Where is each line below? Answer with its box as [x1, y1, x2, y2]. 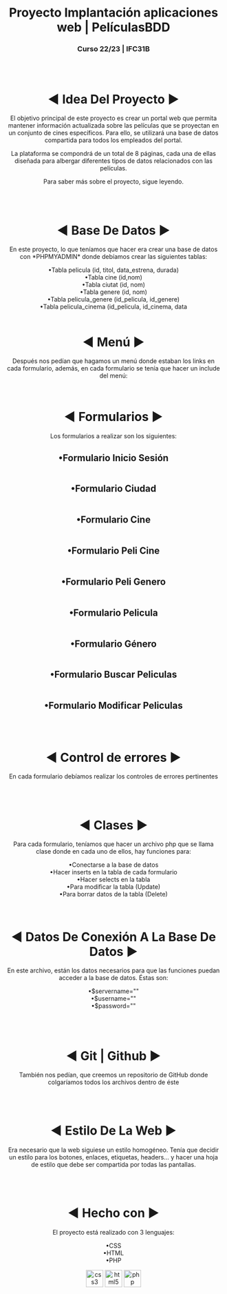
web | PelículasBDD [56, 19, 171, 35]
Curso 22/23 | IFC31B [76, 44, 151, 54]
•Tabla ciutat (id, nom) [81, 281, 146, 289]
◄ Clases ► [79, 817, 148, 833]
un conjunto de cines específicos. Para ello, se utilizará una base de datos [8, 129, 219, 137]
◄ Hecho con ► [67, 1206, 160, 1221]
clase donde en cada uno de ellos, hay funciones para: [35, 847, 192, 856]
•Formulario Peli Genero [61, 576, 166, 587]
